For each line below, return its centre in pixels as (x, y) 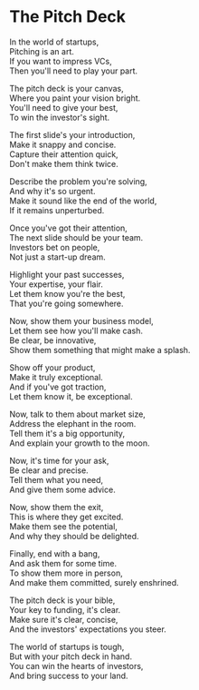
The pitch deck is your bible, (62, 600)
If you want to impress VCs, (61, 61)
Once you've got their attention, (69, 228)
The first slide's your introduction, (72, 134)
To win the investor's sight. (60, 117)
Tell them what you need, (57, 479)
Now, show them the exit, (57, 507)
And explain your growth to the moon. (80, 443)
